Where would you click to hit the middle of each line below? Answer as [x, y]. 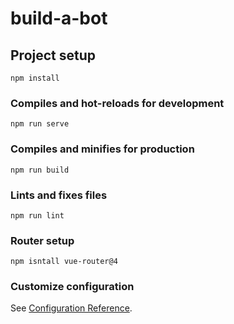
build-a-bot [59, 18]
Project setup [53, 55]
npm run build [40, 170]
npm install [35, 78]
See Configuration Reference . [71, 308]
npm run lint [37, 215]
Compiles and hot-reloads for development [117, 103]
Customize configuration [72, 287]
